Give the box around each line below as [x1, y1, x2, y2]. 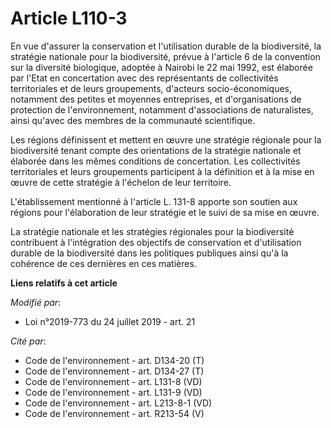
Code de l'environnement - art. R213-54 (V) [24, 407, 205, 419]
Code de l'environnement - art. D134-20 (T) [24, 354, 205, 366]
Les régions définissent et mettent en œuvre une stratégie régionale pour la [10, 133, 322, 146]
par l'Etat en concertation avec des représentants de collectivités [10, 72, 279, 84]
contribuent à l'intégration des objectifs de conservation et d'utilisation [10, 236, 302, 248]
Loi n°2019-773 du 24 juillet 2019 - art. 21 [24, 315, 196, 327]
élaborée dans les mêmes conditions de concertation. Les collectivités [10, 155, 301, 167]
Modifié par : [10, 296, 62, 308]
